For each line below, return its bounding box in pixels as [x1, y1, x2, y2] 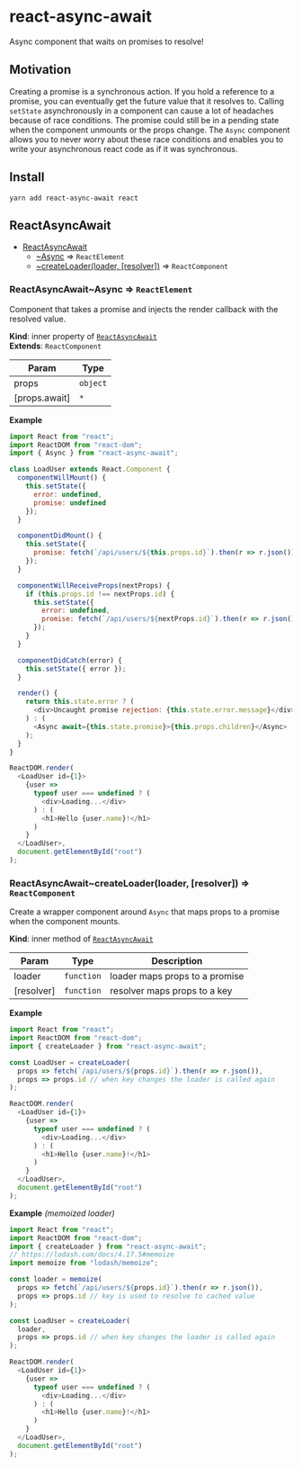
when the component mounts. [9, 916, 120, 927]
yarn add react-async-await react [9, 193, 139, 202]
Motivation [9, 62, 72, 77]
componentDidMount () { [17, 531, 102, 541]
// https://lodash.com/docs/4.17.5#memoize [9, 1250, 175, 1259]
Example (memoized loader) [9, 1208, 115, 1219]
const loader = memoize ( [9, 1275, 102, 1284]
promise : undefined [32, 498, 106, 508]
